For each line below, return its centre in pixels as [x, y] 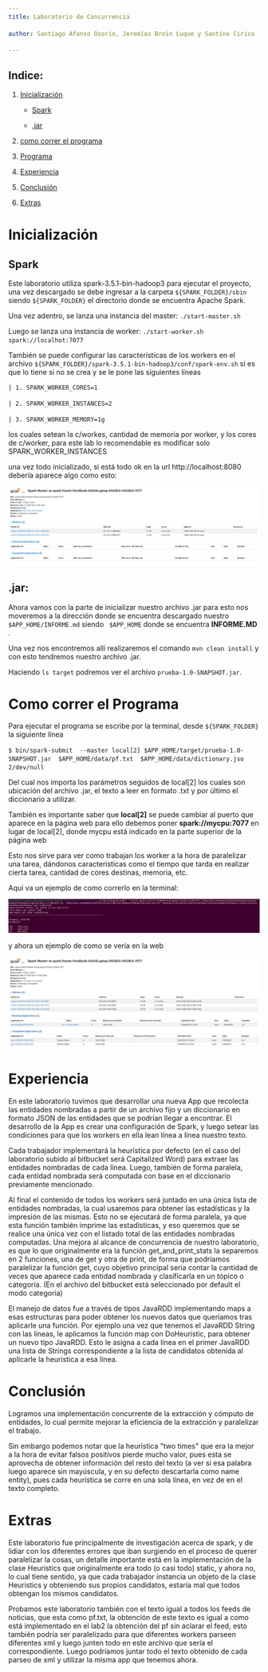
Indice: [26, 75]
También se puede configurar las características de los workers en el [122, 356]
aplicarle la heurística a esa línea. [63, 1359]
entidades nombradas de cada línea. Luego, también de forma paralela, [126, 1167]
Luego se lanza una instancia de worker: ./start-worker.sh [106, 332]
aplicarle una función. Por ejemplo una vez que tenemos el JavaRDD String [132, 1325]
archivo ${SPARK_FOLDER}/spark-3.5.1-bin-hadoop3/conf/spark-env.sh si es [132, 364]
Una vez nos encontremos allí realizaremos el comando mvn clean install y [134, 648]
